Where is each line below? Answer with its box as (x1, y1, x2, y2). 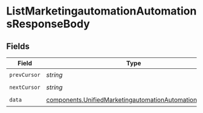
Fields (6, 41, 30, 51)
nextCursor (9, 83, 40, 91)
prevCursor (9, 71, 40, 78)
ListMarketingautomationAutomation (6, 4, 197, 18)
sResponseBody (6, 17, 91, 31)
